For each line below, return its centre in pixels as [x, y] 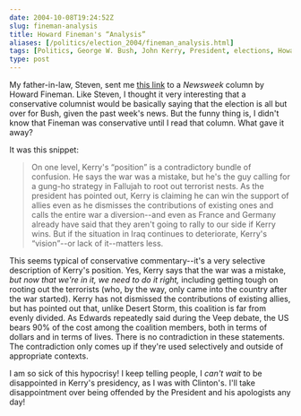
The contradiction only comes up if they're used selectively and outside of [146, 347]
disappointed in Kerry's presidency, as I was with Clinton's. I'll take [132, 383]
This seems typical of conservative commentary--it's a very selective [138, 260]
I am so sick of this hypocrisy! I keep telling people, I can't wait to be [136, 373]
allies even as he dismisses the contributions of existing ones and [152, 205]
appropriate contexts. [49, 356]
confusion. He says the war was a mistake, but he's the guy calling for [161, 177]
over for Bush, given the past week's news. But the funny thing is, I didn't [144, 113]
